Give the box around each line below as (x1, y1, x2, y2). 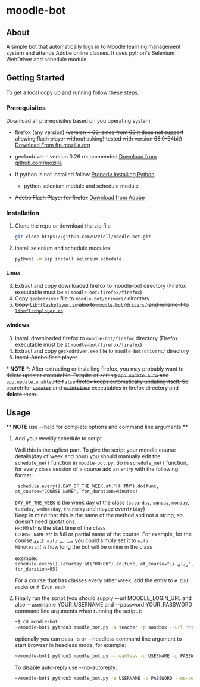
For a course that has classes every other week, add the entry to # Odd (14, 577, 189, 584)
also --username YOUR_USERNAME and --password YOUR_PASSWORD (14, 601, 192, 608)
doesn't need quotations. (14, 518, 77, 525)
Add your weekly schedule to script (14, 435, 102, 442)
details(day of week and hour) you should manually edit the (14, 453, 161, 460)
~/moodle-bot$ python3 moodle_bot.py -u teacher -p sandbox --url (14, 624, 183, 630)
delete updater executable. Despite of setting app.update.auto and (6, 371, 169, 378)
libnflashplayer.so (14, 309, 64, 315)
